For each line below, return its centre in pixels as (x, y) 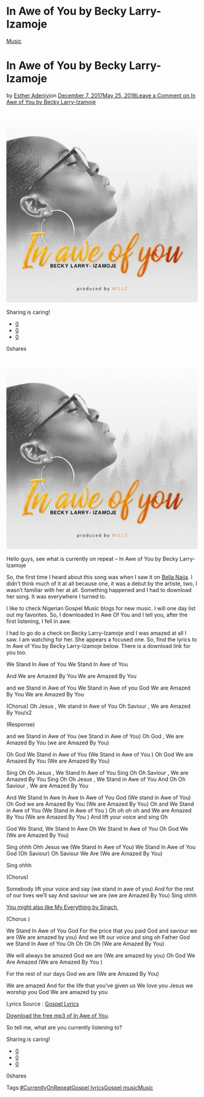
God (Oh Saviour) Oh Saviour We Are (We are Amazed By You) (84, 853)
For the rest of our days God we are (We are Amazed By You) (83, 973)
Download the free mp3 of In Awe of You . (58, 1015)
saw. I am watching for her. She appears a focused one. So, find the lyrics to (102, 639)
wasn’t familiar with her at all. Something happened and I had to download (99, 590)
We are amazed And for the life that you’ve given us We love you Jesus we (100, 986)
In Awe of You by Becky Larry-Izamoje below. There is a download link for (99, 646)
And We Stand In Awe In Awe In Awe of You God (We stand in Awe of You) (99, 797)
